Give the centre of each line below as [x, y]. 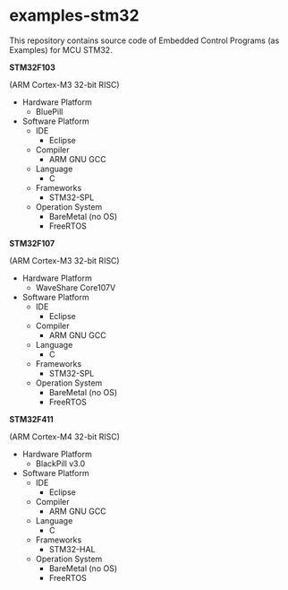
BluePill [49, 111]
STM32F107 [32, 243]
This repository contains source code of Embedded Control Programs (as [144, 40]
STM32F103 [33, 67]
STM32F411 [31, 419]
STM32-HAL [72, 549]
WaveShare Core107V [76, 287]
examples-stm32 [75, 16]
